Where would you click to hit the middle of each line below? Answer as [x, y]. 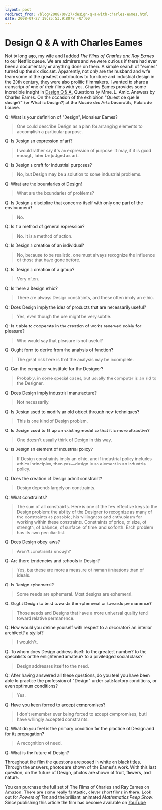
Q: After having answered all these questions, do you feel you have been [78, 675]
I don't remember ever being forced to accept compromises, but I [82, 714]
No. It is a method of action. [45, 236]
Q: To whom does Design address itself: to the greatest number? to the [76, 652]
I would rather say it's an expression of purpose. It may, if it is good [84, 151]
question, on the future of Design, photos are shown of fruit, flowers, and [78, 773]
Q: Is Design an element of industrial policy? [49, 449]
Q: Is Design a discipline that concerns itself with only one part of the [74, 203]
